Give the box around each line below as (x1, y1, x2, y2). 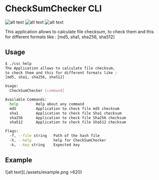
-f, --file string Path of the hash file (9, 133, 100, 138)
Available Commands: (5, 97, 48, 102)
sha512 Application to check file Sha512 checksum (9, 120, 126, 125)
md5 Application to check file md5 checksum (9, 106, 120, 111)
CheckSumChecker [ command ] (9, 88, 65, 93)
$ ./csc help (5, 61, 32, 66)
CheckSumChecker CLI (5, 3, 102, 14)
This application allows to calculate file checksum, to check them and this (5, 28, 154, 34)
